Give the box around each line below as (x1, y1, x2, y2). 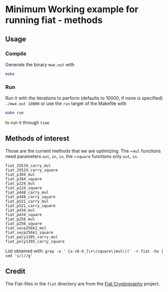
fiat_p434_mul (5, 207, 36, 213)
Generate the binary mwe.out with (5, 61, 75, 67)
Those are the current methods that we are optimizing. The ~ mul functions (5, 148, 161, 154)
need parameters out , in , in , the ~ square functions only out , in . (5, 153, 138, 159)
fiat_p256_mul (5, 217, 36, 222)
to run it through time (5, 119, 50, 125)
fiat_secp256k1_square (5, 230, 53, 235)
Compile (5, 50, 26, 57)
